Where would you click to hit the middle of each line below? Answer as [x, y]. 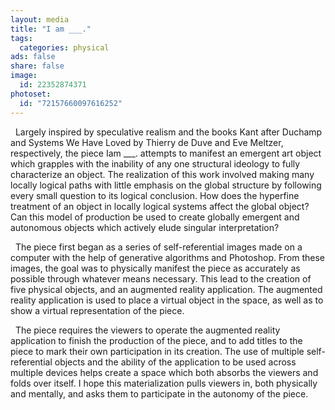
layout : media [40, 19]
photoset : [31, 94]
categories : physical [64, 47]
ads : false [33, 57]
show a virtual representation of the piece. [97, 310]
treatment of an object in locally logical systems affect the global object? [160, 206]
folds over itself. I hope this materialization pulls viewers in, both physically [164, 383]
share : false [37, 66]
